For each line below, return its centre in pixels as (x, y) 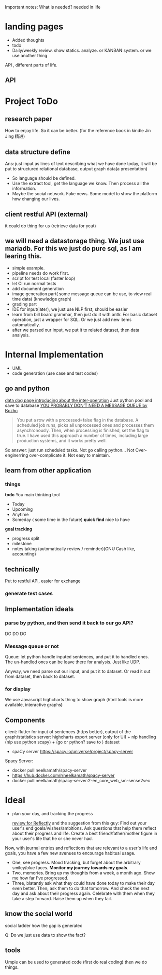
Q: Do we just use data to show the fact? (45, 935)
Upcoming (22, 509)
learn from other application (48, 470)
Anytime (20, 515)
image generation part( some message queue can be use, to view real (82, 294)
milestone (22, 544)
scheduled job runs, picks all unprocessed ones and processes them (85, 425)
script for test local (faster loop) (44, 278)
